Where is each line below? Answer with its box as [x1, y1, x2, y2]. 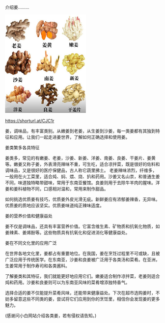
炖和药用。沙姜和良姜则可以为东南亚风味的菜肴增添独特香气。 [5, 280, 130, 285]
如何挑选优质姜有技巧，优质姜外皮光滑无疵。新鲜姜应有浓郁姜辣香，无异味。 [5, 196, 160, 202]
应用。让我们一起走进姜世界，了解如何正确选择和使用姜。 [13, 134, 130, 140]
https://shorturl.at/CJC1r [5, 118, 55, 124]
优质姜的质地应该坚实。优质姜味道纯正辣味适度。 [5, 202, 104, 208]
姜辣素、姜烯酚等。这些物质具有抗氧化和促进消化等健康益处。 [5, 229, 130, 235]
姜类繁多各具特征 [5, 145, 40, 150]
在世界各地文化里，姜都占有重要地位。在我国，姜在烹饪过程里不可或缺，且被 [5, 251, 160, 256]
